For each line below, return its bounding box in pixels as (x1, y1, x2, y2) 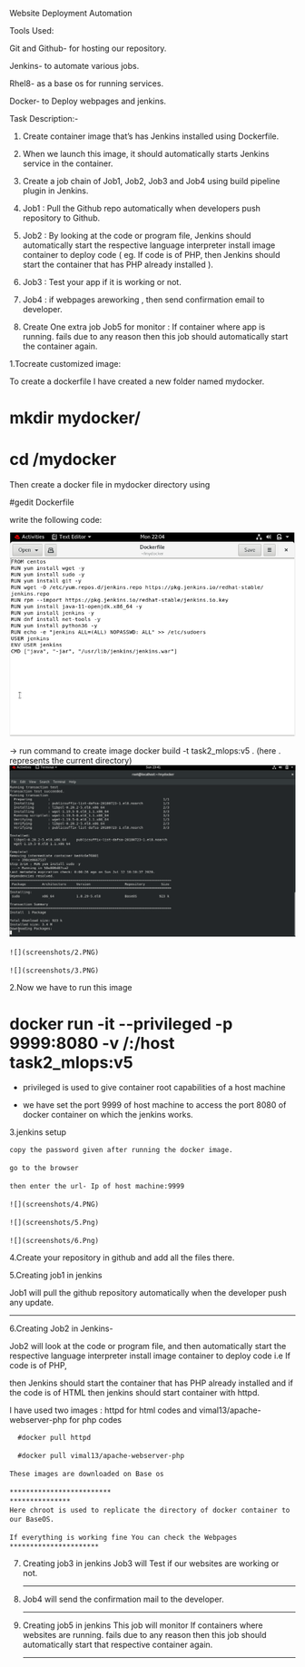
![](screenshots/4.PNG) (9, 1200, 100, 1209)
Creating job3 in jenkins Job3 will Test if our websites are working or (22, 1558, 280, 1569)
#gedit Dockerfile (9, 497, 74, 508)
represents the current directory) (9, 755, 133, 765)
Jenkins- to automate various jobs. (9, 61, 140, 71)
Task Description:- (9, 113, 79, 123)
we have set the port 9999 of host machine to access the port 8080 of (22, 1100, 287, 1110)
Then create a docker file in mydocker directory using (9, 479, 211, 490)
